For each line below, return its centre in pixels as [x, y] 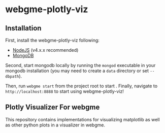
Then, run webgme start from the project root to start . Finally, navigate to [81, 86]
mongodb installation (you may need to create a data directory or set [77, 71]
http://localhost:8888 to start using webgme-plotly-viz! [65, 91]
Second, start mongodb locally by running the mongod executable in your [80, 65]
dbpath [12, 77]
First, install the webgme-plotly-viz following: [53, 40]
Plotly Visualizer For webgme [53, 107]
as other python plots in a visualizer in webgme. [55, 125]
